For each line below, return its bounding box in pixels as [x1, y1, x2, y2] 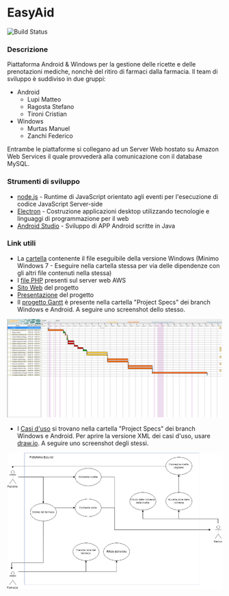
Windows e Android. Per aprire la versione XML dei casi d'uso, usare [16, 432, 211, 440]
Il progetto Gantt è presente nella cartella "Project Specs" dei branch [16, 298, 211, 306]
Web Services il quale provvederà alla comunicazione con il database [7, 152, 203, 160]
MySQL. [7, 160, 30, 168]
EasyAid [7, 5, 55, 21]
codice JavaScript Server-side [16, 200, 103, 208]
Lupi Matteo [27, 95, 62, 104]
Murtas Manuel [27, 125, 70, 133]
